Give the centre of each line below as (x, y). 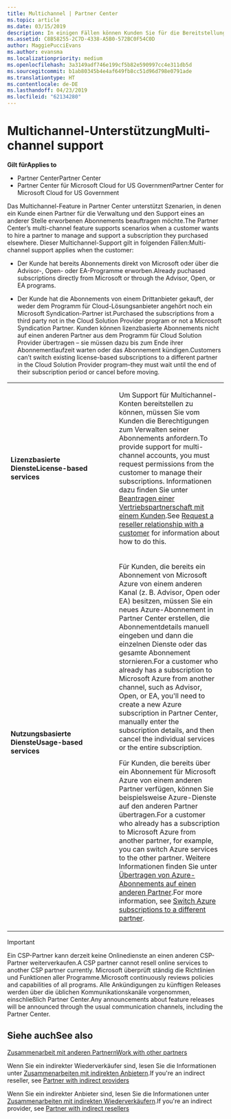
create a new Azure (151, 704)
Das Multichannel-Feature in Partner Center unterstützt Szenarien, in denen (114, 206)
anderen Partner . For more (161, 892)
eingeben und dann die (156, 635)
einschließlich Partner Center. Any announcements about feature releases (111, 999)
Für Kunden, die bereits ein (162, 566)
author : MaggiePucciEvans (44, 46)
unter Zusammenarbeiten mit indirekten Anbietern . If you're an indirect (106, 1073)
